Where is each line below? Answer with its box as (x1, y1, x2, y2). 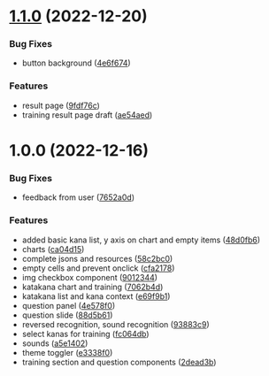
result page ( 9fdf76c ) (21, 100, 100, 111)
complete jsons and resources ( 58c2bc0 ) (21, 253, 173, 264)
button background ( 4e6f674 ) (21, 58, 131, 68)
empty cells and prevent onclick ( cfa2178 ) (21, 263, 175, 273)
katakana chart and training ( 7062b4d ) (21, 281, 164, 292)
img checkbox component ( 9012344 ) (21, 272, 158, 282)
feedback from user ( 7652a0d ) (21, 192, 135, 203)
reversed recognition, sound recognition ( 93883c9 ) (21, 318, 210, 329)
